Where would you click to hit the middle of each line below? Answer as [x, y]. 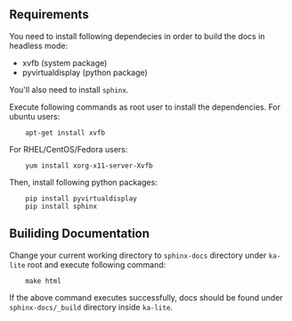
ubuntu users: [35, 116]
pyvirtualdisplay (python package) [85, 72]
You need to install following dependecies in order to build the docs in [137, 36]
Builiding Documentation [79, 234]
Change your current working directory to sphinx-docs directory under [138, 255]
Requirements [49, 15]
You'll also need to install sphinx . [69, 89]
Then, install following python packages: [83, 182]
